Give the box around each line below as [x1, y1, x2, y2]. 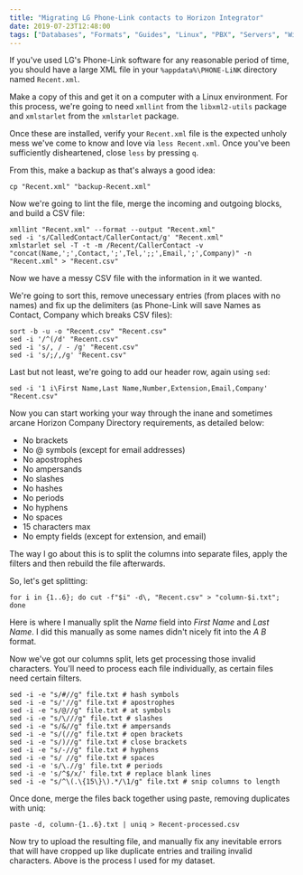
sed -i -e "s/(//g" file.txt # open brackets [9, 729, 183, 739]
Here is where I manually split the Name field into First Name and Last [9, 616, 270, 628]
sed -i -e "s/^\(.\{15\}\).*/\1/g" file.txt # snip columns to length [9, 777, 280, 786]
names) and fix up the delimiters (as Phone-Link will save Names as [9, 300, 262, 311]
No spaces [22, 512, 63, 522]
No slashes [22, 474, 65, 485]
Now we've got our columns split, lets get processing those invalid [9, 654, 256, 664]
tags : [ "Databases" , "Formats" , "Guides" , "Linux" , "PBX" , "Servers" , [9, 30, 280, 39]
